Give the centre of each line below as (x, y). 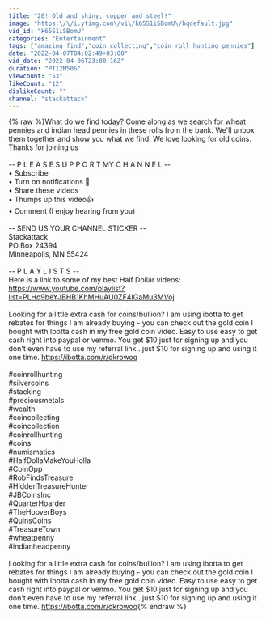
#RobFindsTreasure (41, 477)
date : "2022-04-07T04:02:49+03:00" (68, 53)
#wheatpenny (32, 538)
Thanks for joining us (44, 147)
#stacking (25, 392)
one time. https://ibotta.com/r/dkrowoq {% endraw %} (98, 607)
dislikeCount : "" (38, 91)
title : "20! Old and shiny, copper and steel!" (90, 16)
